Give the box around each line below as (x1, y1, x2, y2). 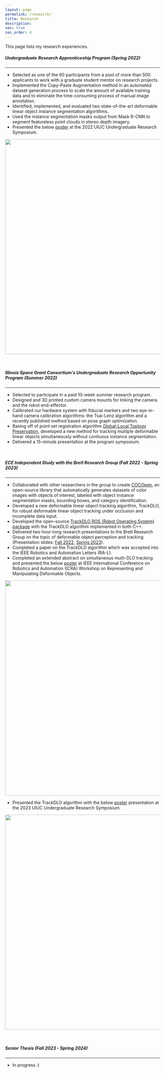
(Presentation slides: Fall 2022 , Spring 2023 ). (12, 539, 104, 545)
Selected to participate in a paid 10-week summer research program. (12, 391, 152, 397)
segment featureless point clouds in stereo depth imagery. (12, 119, 131, 124)
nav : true (5, 26, 26, 30)
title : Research (5, 16, 38, 21)
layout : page (5, 7, 32, 12)
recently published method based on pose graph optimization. (12, 417, 138, 423)
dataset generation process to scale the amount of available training (12, 87, 150, 93)
